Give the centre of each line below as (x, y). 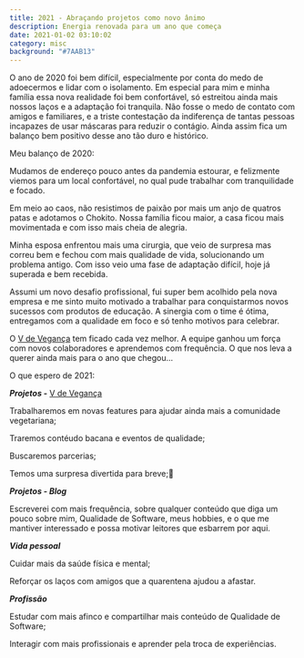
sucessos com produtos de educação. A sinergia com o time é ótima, (139, 312)
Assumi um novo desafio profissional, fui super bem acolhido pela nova (143, 292)
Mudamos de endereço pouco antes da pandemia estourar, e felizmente (145, 171)
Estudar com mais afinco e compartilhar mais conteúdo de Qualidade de (145, 617)
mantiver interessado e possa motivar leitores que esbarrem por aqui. (140, 529)
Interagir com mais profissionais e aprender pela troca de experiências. (143, 644)
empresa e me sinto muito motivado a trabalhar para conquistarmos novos (149, 302)
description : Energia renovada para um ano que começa (116, 26)
